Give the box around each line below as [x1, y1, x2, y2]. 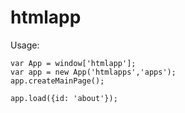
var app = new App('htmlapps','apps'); [10, 67, 177, 77]
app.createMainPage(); [10, 76, 105, 86]
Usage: [10, 39, 40, 51]
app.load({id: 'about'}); [10, 93, 118, 103]
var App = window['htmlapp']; [10, 58, 137, 68]
